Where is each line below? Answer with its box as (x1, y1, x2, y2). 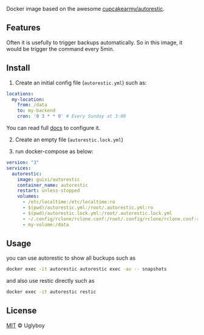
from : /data (17, 102, 47, 108)
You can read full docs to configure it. (6, 124, 101, 131)
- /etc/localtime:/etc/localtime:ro (22, 199, 115, 205)
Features (6, 22, 41, 33)
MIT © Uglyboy (6, 322, 46, 329)
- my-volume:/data (22, 222, 69, 228)
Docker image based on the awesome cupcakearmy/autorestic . (6, 5, 165, 12)
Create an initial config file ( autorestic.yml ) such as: (15, 79, 147, 86)
